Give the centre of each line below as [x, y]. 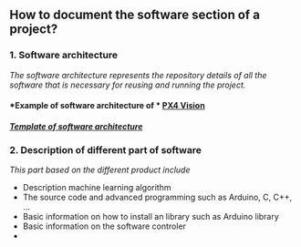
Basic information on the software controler [104, 226]
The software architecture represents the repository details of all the [138, 75]
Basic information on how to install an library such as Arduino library [151, 217]
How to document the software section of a [135, 15]
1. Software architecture [64, 56]
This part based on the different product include [100, 170]
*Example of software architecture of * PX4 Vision [107, 106]
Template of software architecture [76, 126]
